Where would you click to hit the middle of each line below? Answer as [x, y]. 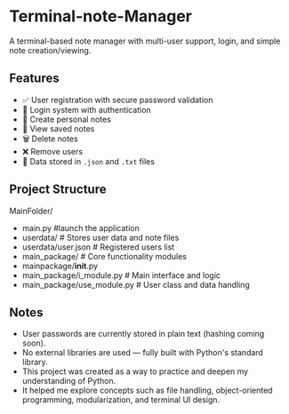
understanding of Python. [69, 381]
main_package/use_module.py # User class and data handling [136, 284]
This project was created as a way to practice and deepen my [135, 371]
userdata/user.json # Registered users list [98, 247]
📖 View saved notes [58, 128]
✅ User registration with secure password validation [117, 100]
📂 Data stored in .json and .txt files [88, 161]
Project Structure [58, 190]
